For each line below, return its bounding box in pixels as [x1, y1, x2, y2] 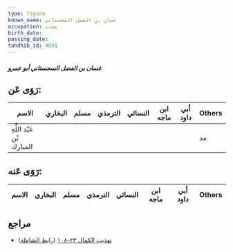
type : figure [8, 10, 46, 17]
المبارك [11, 142, 33, 151]
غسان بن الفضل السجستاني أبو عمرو [8, 64, 102, 72]
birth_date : [8, 29, 42, 37]
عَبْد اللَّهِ [11, 124, 34, 134]
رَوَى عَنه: [8, 165, 42, 177]
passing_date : [8, 36, 49, 43]
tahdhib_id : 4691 [8, 42, 58, 49]
